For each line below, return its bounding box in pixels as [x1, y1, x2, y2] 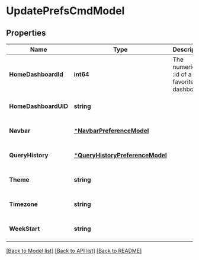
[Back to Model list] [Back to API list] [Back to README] [6, 248, 142, 254]
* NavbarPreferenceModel [73, 126, 149, 135]
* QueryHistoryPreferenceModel [73, 151, 167, 159]
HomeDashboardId [9, 70, 63, 78]
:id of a [172, 70, 192, 78]
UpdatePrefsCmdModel [6, 4, 125, 18]
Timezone [9, 200, 38, 208]
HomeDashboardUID [9, 102, 68, 110]
